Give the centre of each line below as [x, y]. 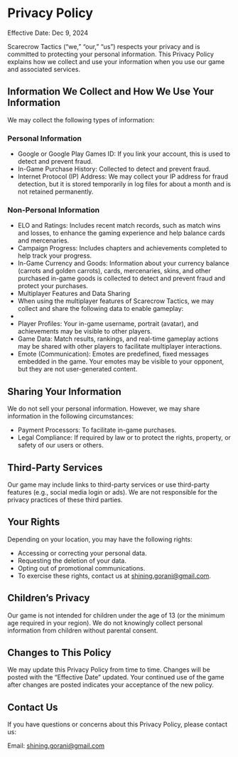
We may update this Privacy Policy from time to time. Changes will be [109, 669]
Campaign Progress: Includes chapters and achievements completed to [122, 248]
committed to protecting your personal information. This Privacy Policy [111, 54]
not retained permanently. [55, 192]
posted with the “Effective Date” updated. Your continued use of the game [116, 677]
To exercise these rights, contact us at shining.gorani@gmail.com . [114, 576]
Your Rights [34, 522]
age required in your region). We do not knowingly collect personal [105, 623]
